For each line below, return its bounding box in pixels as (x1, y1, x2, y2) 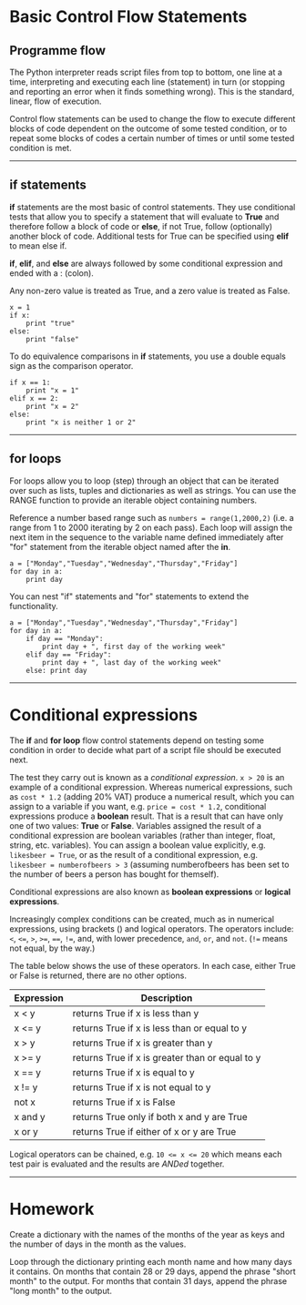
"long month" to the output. (9, 1285, 112, 1296)
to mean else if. (9, 240, 67, 251)
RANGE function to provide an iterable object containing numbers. (9, 494, 258, 505)
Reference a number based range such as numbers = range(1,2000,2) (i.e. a (9, 512, 294, 523)
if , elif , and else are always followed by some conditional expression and (9, 258, 283, 269)
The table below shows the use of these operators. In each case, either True (9, 960, 296, 971)
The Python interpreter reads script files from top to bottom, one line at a (9, 66, 282, 77)
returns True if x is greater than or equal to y (72, 1051, 261, 1064)
